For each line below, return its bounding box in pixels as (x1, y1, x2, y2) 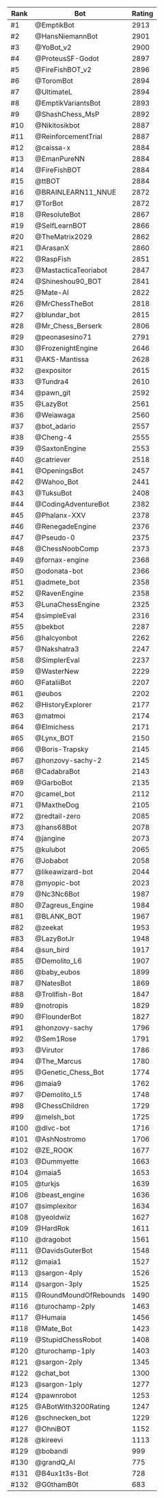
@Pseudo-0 (35, 533, 75, 542)
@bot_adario (35, 422, 77, 431)
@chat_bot (35, 1368, 70, 1377)
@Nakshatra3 (35, 644, 80, 653)
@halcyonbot (35, 633, 78, 642)
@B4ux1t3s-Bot (35, 1469, 89, 1478)
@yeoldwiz (35, 1213, 70, 1222)
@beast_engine (35, 1190, 85, 1199)
